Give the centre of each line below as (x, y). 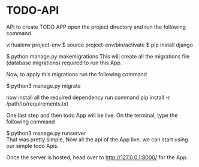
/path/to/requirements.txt (37, 103)
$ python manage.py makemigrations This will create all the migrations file (98, 56)
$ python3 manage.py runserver (46, 133)
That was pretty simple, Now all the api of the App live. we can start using (97, 139)
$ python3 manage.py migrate (43, 86)
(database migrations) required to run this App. (64, 63)
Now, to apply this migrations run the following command (77, 74)
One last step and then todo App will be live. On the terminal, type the (92, 115)
